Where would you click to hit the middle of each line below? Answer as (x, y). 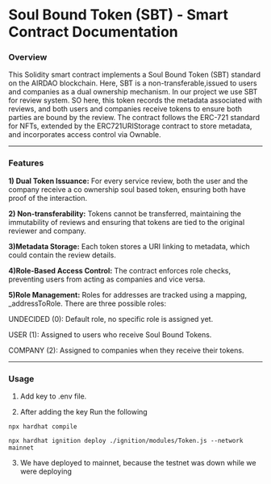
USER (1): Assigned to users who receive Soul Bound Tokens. (110, 334)
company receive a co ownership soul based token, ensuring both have (127, 189)
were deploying (46, 471)
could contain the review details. (63, 255)
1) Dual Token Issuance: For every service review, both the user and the (128, 181)
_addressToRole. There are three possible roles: (88, 303)
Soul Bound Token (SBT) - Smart (118, 15)
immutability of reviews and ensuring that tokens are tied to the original (127, 222)
